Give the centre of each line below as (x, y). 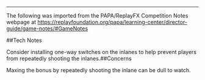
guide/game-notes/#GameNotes (47, 28)
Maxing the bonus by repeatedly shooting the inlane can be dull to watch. (99, 70)
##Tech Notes (24, 40)
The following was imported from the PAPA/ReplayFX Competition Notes (97, 15)
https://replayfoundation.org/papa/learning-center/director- (113, 22)
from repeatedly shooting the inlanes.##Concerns (69, 58)
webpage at (21, 22)
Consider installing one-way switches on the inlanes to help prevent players (102, 52)
